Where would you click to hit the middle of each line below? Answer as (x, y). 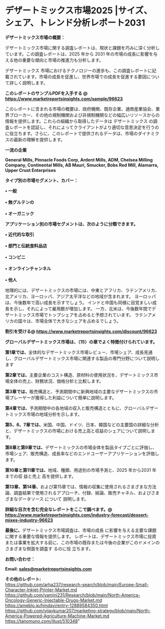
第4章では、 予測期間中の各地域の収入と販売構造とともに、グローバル (75, 408)
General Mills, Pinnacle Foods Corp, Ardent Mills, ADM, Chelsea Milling (79, 160)
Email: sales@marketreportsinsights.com (49, 569)
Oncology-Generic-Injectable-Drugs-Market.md (54, 600)
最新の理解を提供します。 (39, 139)
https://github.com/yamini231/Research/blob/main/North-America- (73, 595)
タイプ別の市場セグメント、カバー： (42, 180)
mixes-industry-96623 (29, 520)
